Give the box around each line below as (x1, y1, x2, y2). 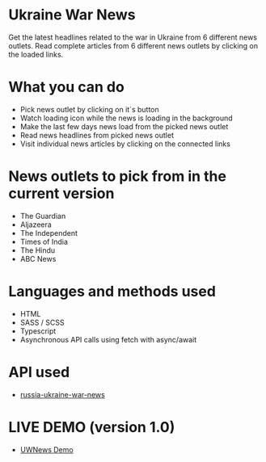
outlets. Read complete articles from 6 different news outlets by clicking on (8, 40, 259, 50)
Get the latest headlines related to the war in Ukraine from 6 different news (8, 32, 257, 42)
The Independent (19, 228, 78, 237)
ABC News (19, 254, 57, 263)
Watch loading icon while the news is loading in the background (19, 113, 233, 123)
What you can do (8, 78, 125, 96)
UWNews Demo (19, 444, 74, 454)
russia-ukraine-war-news (19, 389, 105, 399)
